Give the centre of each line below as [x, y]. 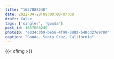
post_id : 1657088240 [27, 28]
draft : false [19, 19]
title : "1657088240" [27, 10]
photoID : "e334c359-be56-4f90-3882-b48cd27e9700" [57, 32]
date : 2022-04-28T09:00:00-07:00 [40, 14]
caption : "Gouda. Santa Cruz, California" [50, 37]
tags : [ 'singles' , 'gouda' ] [34, 23]
